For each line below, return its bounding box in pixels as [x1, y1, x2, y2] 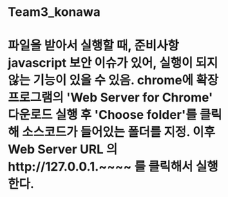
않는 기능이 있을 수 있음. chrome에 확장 [8, 73, 219, 88]
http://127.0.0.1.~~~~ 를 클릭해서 [8, 159, 193, 175]
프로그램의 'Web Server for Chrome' [8, 90, 213, 106]
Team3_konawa [8, 4, 101, 20]
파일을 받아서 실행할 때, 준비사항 [8, 38, 179, 54]
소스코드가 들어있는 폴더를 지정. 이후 [21, 124, 216, 140]
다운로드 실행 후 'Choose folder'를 [8, 107, 198, 123]
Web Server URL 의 [8, 142, 118, 158]
